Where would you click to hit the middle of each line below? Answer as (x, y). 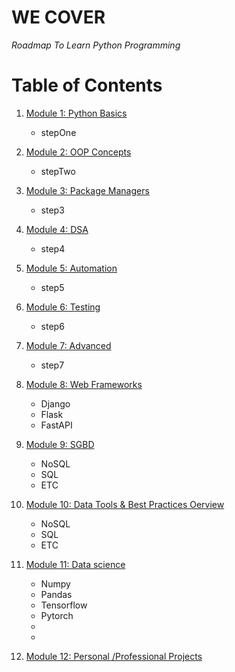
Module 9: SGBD (60, 444)
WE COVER (58, 17)
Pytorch (57, 615)
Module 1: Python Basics (76, 113)
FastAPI (56, 425)
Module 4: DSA (57, 229)
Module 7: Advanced (68, 345)
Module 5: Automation (71, 268)
